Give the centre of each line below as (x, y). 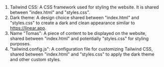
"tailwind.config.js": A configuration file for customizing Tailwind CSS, (81, 49)
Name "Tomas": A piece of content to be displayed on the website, (78, 33)
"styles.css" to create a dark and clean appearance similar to (72, 23)
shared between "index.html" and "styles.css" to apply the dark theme (82, 54)
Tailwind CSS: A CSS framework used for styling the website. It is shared (84, 7)
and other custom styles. (35, 59)
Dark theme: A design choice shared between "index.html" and (74, 17)
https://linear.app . (28, 28)
